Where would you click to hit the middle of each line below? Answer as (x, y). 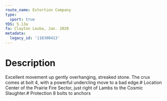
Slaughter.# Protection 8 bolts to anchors (48, 93)
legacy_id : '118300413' (35, 38)
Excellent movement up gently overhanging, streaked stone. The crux (78, 77)
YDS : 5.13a (17, 24)
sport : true (23, 19)
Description (30, 63)
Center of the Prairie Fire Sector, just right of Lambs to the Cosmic (74, 88)
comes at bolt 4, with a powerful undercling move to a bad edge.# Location (83, 82)
